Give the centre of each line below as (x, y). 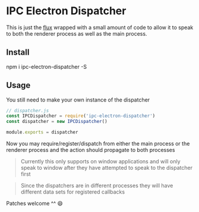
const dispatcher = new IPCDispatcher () (57, 122)
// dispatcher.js (28, 110)
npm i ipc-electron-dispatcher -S (47, 67)
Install (18, 53)
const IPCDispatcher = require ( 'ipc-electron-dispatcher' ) (81, 116)
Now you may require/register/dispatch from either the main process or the (98, 144)
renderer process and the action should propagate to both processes (91, 150)
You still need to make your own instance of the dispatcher (78, 100)
